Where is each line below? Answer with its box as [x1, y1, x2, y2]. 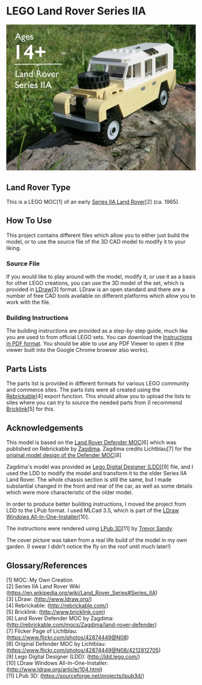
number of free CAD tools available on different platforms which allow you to [6, 292, 196, 299]
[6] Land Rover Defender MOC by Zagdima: [6, 615, 114, 622]
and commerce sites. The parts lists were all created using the [6, 386, 161, 393]
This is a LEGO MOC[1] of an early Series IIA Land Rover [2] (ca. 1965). [6, 198, 180, 206]
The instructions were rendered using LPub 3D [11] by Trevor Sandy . [6, 525, 174, 532]
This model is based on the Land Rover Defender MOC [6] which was [6, 439, 177, 446]
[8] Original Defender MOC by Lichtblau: [6, 640, 106, 647]
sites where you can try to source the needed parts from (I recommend [6, 399, 182, 407]
